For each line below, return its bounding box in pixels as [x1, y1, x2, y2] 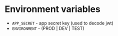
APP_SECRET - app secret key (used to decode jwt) [11, 20, 113, 26]
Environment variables [4, 3, 100, 15]
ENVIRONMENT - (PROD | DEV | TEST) [11, 25, 84, 31]
